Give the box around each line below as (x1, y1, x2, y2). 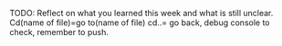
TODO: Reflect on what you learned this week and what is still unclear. (9, 8, 274, 18)
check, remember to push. (9, 27, 110, 37)
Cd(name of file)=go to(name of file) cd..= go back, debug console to (9, 17, 270, 28)
